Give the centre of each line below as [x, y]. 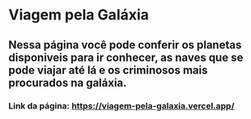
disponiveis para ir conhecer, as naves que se [126, 57]
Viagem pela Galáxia [79, 15]
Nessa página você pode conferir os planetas [125, 45]
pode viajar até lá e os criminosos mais [108, 70]
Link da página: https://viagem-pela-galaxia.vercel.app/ [121, 105]
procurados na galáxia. [68, 83]
